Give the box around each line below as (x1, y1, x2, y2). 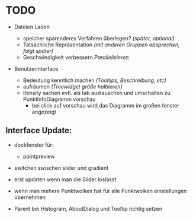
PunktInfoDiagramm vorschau (22, 96, 96, 103)
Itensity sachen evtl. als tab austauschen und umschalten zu (22, 89, 171, 96)
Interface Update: (5, 125, 72, 135)
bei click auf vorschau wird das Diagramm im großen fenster (31, 102, 179, 109)
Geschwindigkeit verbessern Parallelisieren (22, 53, 129, 61)
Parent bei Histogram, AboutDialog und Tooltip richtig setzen (14, 205, 163, 212)
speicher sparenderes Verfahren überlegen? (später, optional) (22, 34, 175, 42)
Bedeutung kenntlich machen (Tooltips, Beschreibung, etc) (22, 77, 166, 84)
